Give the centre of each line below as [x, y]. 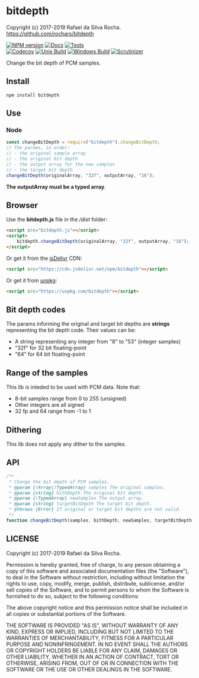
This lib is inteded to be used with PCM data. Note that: [73, 387]
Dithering [24, 430]
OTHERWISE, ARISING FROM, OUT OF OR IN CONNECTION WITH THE [92, 663]
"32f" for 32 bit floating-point [51, 348]
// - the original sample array [46, 153]
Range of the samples [47, 373]
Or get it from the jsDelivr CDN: [44, 258]
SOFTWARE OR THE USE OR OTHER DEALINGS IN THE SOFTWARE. [89, 669]
